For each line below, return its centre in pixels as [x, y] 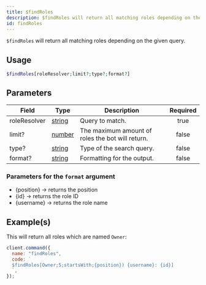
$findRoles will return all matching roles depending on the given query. [96, 41]
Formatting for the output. [117, 158]
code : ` [22, 259]
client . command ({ [29, 248]
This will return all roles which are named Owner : [67, 237]
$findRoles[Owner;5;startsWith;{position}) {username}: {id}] [93, 265]
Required [183, 110]
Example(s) [29, 222]
